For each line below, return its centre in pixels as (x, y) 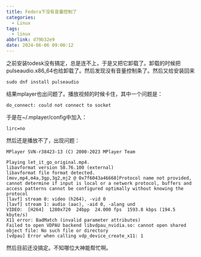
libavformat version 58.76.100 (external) (60, 168)
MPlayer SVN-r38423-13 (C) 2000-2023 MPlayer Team (71, 152)
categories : (21, 17)
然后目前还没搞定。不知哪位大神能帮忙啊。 (59, 247)
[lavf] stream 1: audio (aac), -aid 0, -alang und (71, 204)
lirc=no (16, 128)
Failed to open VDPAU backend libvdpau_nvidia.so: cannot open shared (96, 225)
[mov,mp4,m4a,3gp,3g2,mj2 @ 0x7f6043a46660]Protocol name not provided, (99, 178)
